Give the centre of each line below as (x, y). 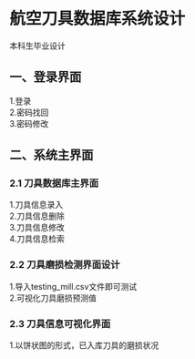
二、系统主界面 (51, 155)
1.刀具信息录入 (36, 205)
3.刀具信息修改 (37, 228)
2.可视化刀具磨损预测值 (53, 298)
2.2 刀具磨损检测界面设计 (65, 265)
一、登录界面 (46, 77)
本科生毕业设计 (37, 46)
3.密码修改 (29, 123)
